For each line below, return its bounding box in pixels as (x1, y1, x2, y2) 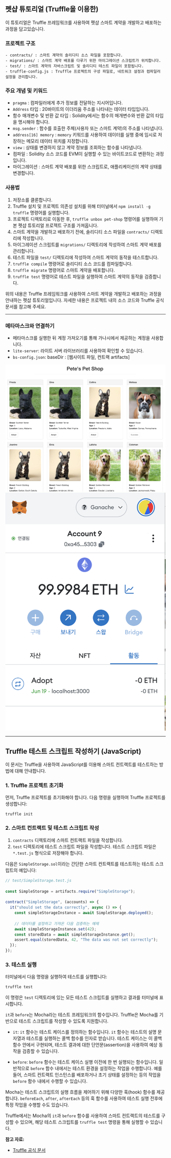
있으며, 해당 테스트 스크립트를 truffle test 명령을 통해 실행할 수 (20, 1119, 149, 1125)
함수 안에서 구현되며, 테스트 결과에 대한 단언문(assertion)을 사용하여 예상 (12, 1042, 158, 1048)
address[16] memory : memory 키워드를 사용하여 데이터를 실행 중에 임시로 (12, 132, 157, 138)
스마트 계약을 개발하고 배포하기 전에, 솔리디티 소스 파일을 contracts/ (12, 229, 150, 235)
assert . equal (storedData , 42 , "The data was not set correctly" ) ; (14, 937, 158, 942)
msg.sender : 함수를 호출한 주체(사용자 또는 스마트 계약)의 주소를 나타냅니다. (12, 125, 164, 131)
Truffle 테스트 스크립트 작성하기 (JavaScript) (5, 747, 141, 756)
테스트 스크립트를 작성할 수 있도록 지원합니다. (18, 1018, 108, 1024)
